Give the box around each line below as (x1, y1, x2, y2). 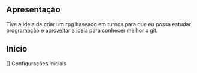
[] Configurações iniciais (6, 59, 67, 67)
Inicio (6, 44, 28, 54)
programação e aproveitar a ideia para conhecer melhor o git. (6, 27, 158, 34)
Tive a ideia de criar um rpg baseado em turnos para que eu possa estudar (6, 20, 192, 27)
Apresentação (6, 5, 61, 15)
